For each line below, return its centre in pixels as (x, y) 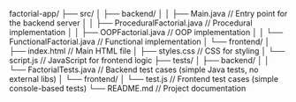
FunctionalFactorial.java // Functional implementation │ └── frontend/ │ (140, 41)
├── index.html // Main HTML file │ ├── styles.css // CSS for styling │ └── (147, 51)
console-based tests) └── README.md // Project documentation (128, 88)
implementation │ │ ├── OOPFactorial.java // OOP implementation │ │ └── (146, 32)
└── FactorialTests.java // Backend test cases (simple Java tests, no (134, 69)
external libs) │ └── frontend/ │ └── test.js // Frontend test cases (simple (144, 79)
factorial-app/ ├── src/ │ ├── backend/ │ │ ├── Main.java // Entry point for (148, 14)
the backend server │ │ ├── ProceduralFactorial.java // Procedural (131, 23)
